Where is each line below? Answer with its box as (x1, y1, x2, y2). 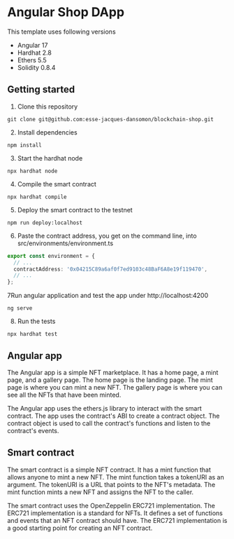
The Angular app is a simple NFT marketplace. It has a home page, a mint (7, 368, 219, 376)
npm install (7, 142, 42, 149)
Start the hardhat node (17, 153, 83, 162)
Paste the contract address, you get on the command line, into (17, 231, 197, 240)
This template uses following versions (7, 27, 117, 36)
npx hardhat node (7, 168, 58, 175)
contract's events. (7, 426, 59, 435)
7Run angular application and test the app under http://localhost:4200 (7, 292, 209, 300)
